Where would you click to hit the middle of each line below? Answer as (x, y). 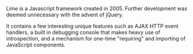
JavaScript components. (36, 45)
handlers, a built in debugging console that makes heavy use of (83, 32)
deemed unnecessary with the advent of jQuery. (65, 15)
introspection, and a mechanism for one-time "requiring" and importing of (96, 38)
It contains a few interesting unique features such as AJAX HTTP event (92, 26)
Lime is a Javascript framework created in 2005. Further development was (97, 9)
